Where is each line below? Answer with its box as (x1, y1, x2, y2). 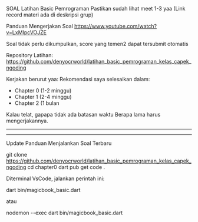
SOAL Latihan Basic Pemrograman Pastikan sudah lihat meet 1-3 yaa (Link (6, 5, 186, 12)
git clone (6, 151, 28, 158)
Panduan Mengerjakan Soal (6, 23, 74, 29)
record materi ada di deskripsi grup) (6, 11, 94, 18)
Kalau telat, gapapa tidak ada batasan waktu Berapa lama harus (6, 111, 161, 118)
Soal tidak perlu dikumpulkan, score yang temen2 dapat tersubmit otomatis (6, 41, 189, 47)
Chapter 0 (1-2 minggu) (14, 87, 72, 94)
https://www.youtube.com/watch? (74, 23, 157, 29)
